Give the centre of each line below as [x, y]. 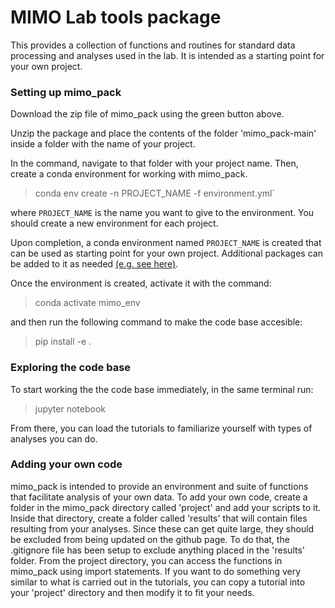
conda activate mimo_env [87, 303]
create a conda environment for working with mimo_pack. [129, 174]
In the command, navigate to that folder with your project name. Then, [154, 163]
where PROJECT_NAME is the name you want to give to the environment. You [162, 213]
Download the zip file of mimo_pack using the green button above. [147, 114]
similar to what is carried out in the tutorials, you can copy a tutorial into [158, 582]
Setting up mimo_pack [66, 92]
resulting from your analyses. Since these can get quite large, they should [162, 528]
